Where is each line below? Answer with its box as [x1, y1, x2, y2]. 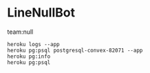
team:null [7, 28, 34, 36]
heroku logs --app [7, 41, 60, 48]
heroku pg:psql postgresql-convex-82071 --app [7, 47, 143, 54]
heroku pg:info [7, 53, 51, 60]
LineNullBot [7, 5, 76, 21]
